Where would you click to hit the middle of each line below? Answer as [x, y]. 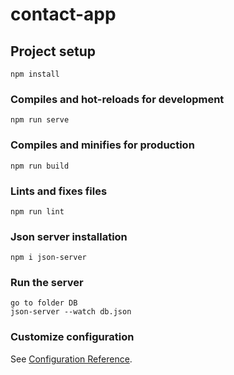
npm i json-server [48, 258]
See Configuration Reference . [71, 359]
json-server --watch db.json [71, 312]
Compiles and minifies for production [102, 145]
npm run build [40, 166]
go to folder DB [44, 303]
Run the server [47, 283]
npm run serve [40, 120]
